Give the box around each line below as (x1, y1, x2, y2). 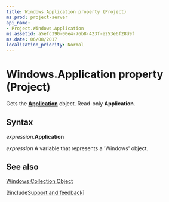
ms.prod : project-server (6, 14, 68, 20)
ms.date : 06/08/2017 (6, 36, 58, 42)
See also (6, 162, 39, 172)
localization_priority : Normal (6, 42, 84, 48)
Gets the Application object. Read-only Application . (6, 100, 136, 107)
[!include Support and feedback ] (6, 189, 85, 197)
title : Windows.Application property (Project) (6, 8, 127, 15)
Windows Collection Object (6, 178, 73, 185)
